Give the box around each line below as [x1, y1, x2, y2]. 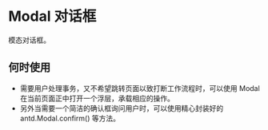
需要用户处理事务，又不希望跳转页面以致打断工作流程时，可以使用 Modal [19, 83, 260, 93]
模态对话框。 [8, 35, 50, 45]
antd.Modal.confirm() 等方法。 [19, 113, 121, 123]
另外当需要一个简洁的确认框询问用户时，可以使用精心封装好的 [19, 103, 224, 112]
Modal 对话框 [8, 7, 97, 26]
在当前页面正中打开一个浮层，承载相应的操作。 [19, 93, 174, 103]
